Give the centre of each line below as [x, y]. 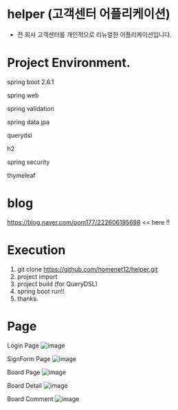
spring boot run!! [41, 291]
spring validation [31, 108]
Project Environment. [69, 63]
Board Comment [30, 399]
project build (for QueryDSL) [57, 284]
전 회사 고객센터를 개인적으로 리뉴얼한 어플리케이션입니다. [94, 34]
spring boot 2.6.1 [31, 82]
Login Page [23, 345]
